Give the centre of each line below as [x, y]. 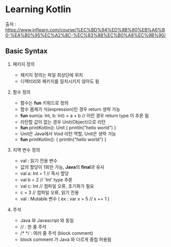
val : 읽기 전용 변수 [39, 161]
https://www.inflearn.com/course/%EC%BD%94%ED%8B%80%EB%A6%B [85, 29]
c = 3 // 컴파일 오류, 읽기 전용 [50, 192]
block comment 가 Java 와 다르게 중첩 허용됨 [66, 239]
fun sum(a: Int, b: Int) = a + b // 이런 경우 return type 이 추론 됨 [84, 115]
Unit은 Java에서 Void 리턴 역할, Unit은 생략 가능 [68, 134]
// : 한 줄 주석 [33, 227]
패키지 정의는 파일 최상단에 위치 [51, 75]
